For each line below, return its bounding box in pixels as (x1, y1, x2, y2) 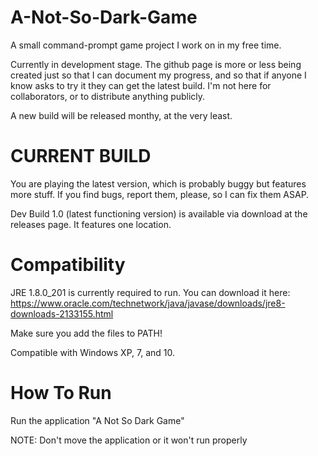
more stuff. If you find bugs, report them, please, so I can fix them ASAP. (10, 188, 310, 200)
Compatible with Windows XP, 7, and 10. (10, 346, 175, 358)
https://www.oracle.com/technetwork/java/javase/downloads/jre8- (10, 297, 286, 309)
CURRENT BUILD (10, 145, 152, 168)
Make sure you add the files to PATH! (10, 327, 163, 339)
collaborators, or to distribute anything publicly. (10, 90, 206, 102)
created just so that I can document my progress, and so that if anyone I (10, 69, 307, 81)
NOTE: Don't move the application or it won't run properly (10, 434, 248, 446)
